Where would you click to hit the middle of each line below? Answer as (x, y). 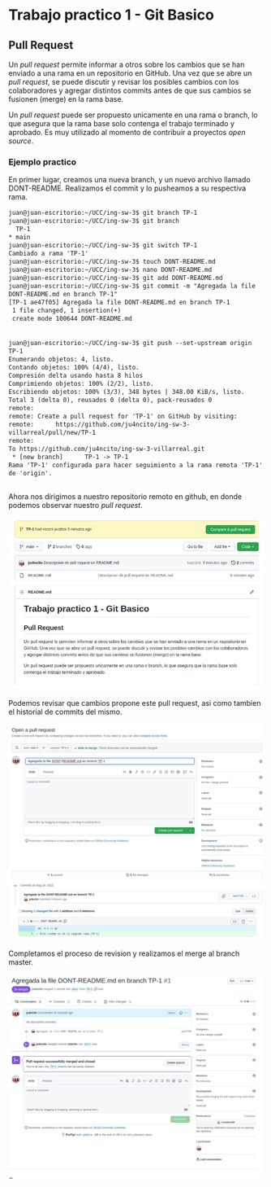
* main (19, 238)
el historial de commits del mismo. (65, 712)
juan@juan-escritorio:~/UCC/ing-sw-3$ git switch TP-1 (103, 246)
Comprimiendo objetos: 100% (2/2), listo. (81, 384)
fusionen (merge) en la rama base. (66, 99)
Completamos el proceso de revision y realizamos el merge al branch (124, 953)
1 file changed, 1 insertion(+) (67, 311)
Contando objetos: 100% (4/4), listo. (74, 368)
